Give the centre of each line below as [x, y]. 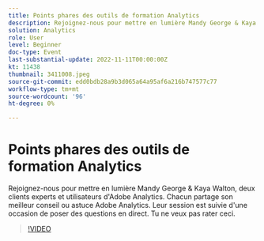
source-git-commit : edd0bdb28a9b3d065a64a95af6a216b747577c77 [113, 81]
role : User [26, 38]
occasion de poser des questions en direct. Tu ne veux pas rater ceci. [122, 213]
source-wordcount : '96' [47, 96]
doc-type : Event [35, 52]
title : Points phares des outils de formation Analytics [104, 15]
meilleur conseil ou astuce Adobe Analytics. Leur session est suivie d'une [128, 205]
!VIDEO [39, 229]
